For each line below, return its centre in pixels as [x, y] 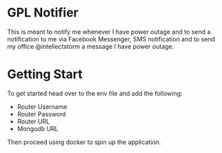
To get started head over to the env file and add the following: [95, 93]
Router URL [33, 121]
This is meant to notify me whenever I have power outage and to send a [109, 32]
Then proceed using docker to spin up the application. [84, 142]
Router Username [42, 106]
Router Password [41, 114]
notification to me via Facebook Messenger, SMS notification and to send [111, 39]
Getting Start [45, 74]
